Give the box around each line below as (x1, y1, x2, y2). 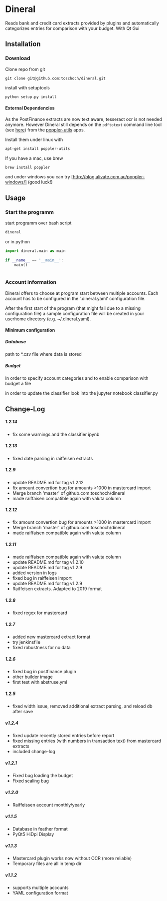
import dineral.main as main (5, 248, 66, 253)
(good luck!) (27, 179, 53, 185)
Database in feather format (12, 826, 68, 832)
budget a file (5, 381, 31, 387)
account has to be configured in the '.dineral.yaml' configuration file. (5, 295, 146, 301)
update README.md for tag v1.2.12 (12, 479, 84, 485)
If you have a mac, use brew (5, 155, 63, 161)
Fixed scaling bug (12, 778, 49, 784)
